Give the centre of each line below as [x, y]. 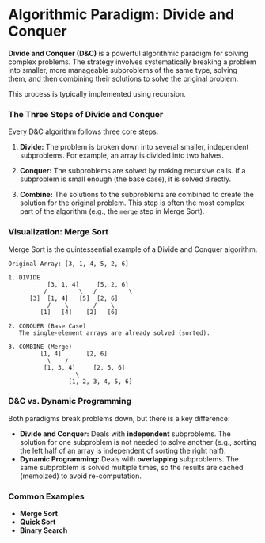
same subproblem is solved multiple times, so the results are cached [131, 467]
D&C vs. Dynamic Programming [70, 401]
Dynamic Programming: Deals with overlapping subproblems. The [129, 459]
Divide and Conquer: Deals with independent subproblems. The [125, 434]
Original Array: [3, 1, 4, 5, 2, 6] [68, 264]
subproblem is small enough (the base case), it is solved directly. [125, 179]
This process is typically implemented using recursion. [97, 93]
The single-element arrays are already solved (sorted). [115, 333]
